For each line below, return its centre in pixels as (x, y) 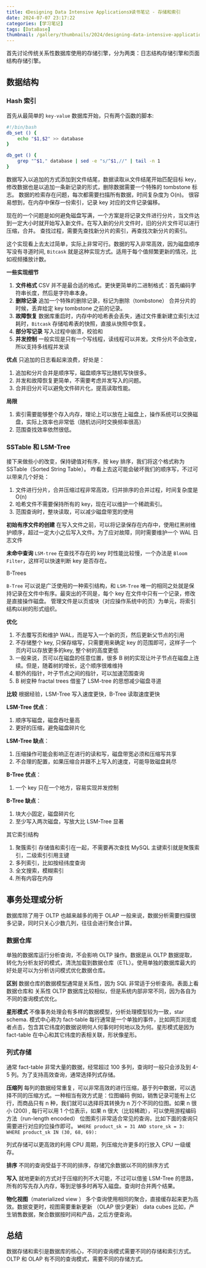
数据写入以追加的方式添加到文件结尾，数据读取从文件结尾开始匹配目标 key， (103, 179)
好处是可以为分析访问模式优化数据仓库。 (57, 970)
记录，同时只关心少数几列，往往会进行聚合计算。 (73, 923)
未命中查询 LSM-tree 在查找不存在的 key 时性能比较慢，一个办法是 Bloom (97, 553)
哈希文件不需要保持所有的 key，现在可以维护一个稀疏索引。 (90, 504)
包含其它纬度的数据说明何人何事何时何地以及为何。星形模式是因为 (111, 1027)
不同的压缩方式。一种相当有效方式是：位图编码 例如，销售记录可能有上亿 (104, 1095)
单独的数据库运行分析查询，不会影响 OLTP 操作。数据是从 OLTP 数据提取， (101, 955)
